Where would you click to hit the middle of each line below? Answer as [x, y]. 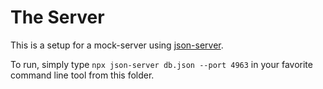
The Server [57, 17]
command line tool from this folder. [82, 75]
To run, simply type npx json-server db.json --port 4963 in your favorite [161, 64]
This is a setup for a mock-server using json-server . [117, 45]
